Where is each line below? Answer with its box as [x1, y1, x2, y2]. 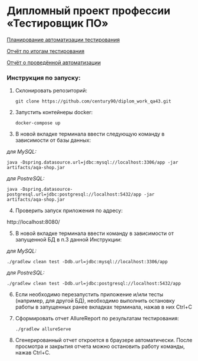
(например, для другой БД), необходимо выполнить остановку [15, 297, 176, 304]
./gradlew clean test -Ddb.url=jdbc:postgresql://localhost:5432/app [6, 281, 181, 287]
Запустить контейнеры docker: [15, 109, 93, 116]
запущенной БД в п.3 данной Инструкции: [15, 236, 122, 243]
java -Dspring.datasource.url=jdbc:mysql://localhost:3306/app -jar [6, 160, 179, 165]
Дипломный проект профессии [6, 4, 170, 18]
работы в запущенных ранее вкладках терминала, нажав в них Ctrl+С [15, 303, 192, 310]
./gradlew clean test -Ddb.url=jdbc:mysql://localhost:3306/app [6, 259, 168, 265]
